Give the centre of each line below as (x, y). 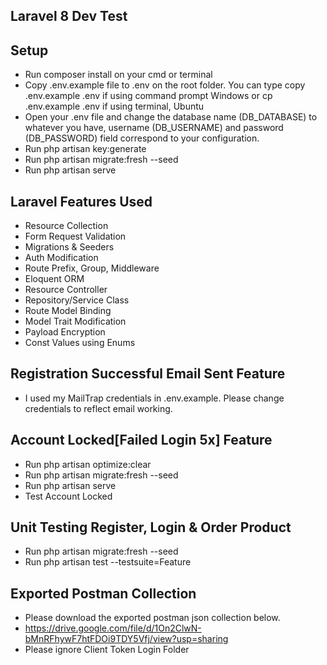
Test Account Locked (68, 496)
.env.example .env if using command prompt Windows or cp (148, 96)
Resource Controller (66, 290)
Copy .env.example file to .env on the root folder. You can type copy (165, 85)
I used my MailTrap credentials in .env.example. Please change (154, 398)
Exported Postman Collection (103, 593)
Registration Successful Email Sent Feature (148, 374)
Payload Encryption (65, 332)
